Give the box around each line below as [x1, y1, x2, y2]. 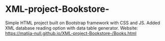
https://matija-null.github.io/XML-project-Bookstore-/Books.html [5, 30, 137, 36]
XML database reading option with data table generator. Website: [5, 25, 138, 31]
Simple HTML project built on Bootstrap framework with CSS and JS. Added [5, 20, 160, 26]
